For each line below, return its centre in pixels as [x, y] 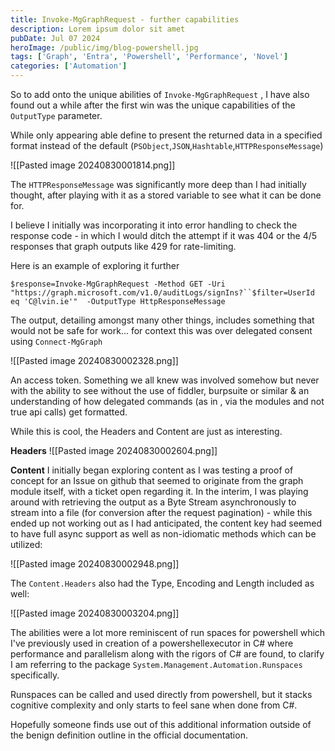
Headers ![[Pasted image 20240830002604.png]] [114, 450]
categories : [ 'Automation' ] [69, 66]
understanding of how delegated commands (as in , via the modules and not [167, 401]
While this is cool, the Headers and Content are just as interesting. [146, 431]
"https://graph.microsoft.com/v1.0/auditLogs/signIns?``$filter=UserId [162, 293]
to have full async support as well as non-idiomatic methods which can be [163, 534]
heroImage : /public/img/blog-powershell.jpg [104, 47]
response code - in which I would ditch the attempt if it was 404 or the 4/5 [164, 235]
